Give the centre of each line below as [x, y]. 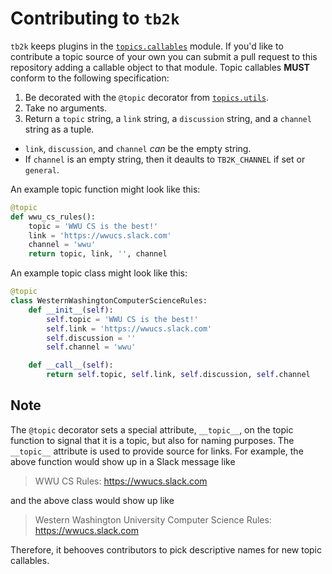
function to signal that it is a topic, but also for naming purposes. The [152, 440]
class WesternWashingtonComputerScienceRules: [109, 301]
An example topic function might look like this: [105, 189]
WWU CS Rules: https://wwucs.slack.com [121, 481]
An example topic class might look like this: [99, 273]
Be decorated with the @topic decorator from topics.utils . [147, 97]
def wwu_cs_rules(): [53, 217]
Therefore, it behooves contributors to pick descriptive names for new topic [166, 549]
